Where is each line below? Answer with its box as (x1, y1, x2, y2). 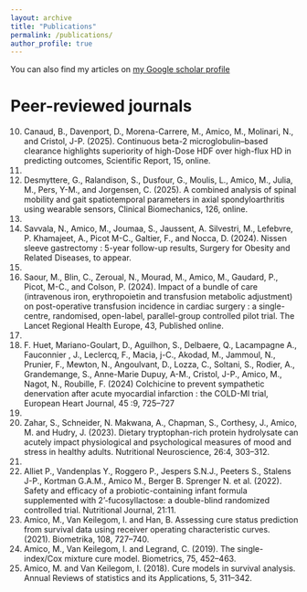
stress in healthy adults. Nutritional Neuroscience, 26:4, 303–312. (23, 447, 270, 458)
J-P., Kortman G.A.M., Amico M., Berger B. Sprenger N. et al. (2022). (23, 476, 282, 487)
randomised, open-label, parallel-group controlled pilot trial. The (52, 311, 295, 322)
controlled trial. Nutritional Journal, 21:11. (23, 504, 176, 516)
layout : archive (10, 13, 72, 23)
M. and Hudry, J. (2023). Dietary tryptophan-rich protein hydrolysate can (23, 427, 299, 439)
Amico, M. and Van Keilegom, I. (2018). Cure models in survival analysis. (23, 563, 296, 574)
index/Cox (23, 554, 63, 565)
